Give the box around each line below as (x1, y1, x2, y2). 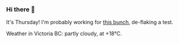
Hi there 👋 (6, 5, 36, 14)
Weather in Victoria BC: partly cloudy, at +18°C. (6, 30, 123, 37)
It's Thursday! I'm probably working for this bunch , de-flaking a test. (6, 19, 174, 26)
